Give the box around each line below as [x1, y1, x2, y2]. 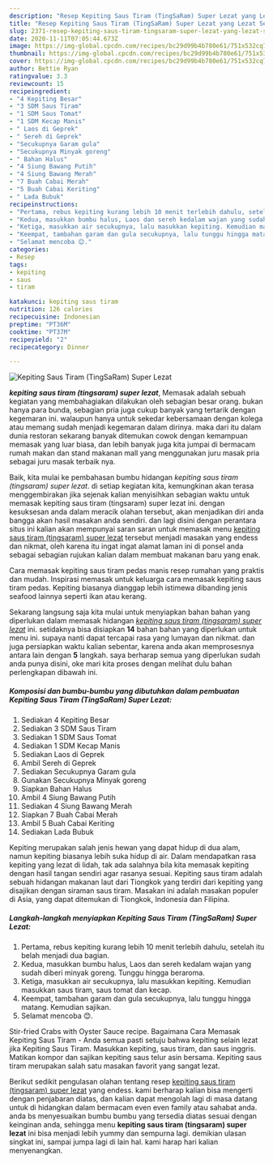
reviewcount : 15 [9, 79, 64, 88]
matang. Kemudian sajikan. [20, 1003, 112, 1012]
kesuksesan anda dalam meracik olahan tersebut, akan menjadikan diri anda [9, 507, 264, 517]
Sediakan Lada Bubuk [20, 827, 94, 837]
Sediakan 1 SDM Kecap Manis [20, 741, 121, 750]
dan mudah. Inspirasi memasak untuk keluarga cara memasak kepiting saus [9, 575, 262, 584]
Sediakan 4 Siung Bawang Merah [20, 802, 133, 811]
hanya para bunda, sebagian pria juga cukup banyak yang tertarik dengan [9, 405, 256, 415]
